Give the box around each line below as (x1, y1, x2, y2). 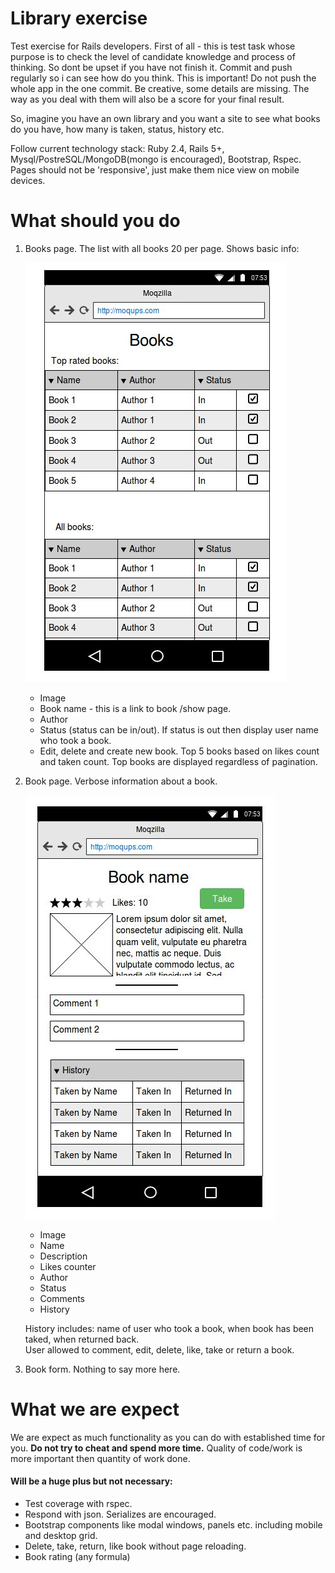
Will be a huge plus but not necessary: (10, 1475, 173, 1487)
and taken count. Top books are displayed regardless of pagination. (39, 755, 318, 767)
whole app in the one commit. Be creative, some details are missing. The (10, 82, 310, 94)
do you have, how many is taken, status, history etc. (10, 123, 225, 135)
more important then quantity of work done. (10, 1452, 191, 1464)
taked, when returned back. (24, 1333, 140, 1345)
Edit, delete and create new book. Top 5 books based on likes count (39, 745, 320, 757)
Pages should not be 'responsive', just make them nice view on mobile (10, 163, 300, 176)
